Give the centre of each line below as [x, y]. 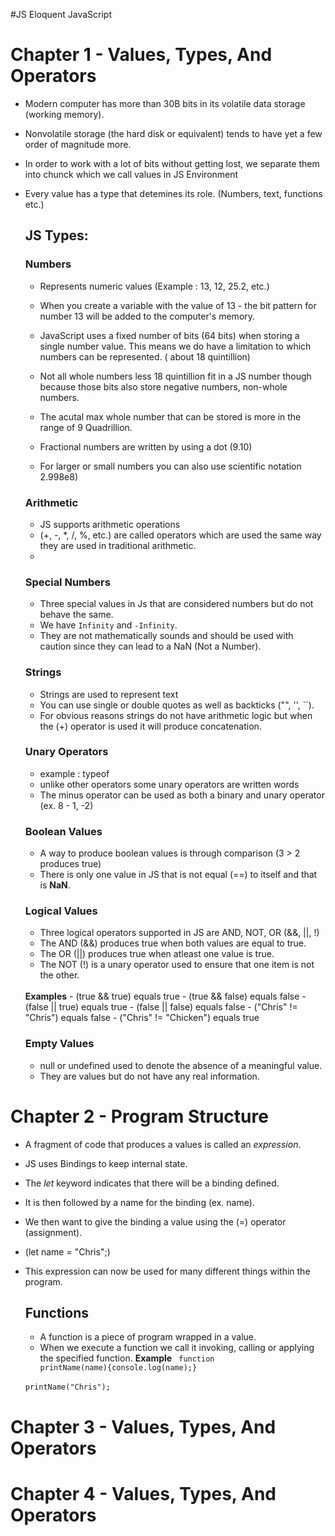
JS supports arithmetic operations [110, 524]
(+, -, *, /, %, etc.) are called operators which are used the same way [180, 535]
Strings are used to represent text [109, 694]
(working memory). [64, 114]
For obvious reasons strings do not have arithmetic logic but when [176, 715]
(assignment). [53, 1232]
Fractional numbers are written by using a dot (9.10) [146, 446]
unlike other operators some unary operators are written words [169, 784]
